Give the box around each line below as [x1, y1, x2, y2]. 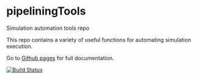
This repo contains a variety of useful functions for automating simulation [6, 36, 191, 43]
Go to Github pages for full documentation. [6, 54, 114, 61]
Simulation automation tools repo [6, 24, 90, 32]
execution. [6, 43, 33, 50]
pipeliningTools [6, 4, 86, 18]
